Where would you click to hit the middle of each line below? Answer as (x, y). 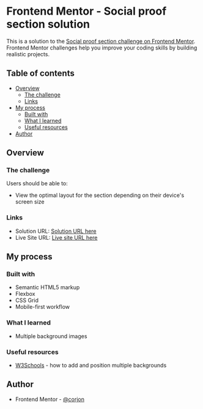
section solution (48, 24)
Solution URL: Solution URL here (56, 231)
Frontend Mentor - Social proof (87, 11)
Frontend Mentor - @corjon (50, 399)
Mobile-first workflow (42, 307)
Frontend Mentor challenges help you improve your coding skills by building (102, 48)
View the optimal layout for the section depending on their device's (100, 195)
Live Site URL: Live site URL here (56, 237)
